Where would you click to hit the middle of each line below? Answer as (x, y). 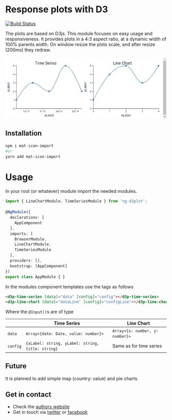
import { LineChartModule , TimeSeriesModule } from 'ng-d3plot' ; (76, 201)
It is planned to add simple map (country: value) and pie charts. (72, 378)
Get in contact (28, 394)
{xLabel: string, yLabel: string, (62, 344)
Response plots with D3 (57, 9)
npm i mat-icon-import (29, 146)
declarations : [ (27, 218)
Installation (24, 133)
